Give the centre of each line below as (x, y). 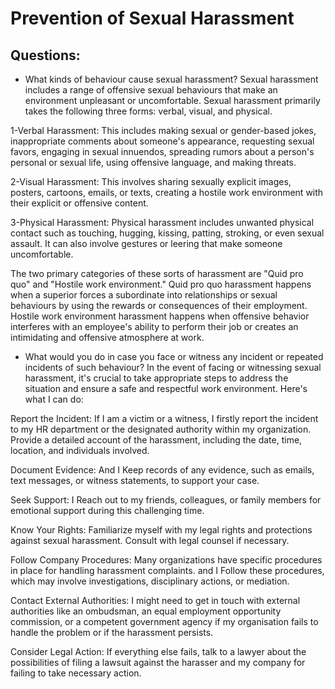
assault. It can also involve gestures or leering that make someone (146, 243)
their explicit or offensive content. (79, 203)
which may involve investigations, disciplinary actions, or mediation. (150, 581)
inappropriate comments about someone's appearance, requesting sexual (162, 141)
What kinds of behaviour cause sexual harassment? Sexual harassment (171, 79)
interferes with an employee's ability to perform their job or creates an (154, 326)
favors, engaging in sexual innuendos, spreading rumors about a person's (162, 151)
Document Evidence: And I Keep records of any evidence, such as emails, (162, 470)
